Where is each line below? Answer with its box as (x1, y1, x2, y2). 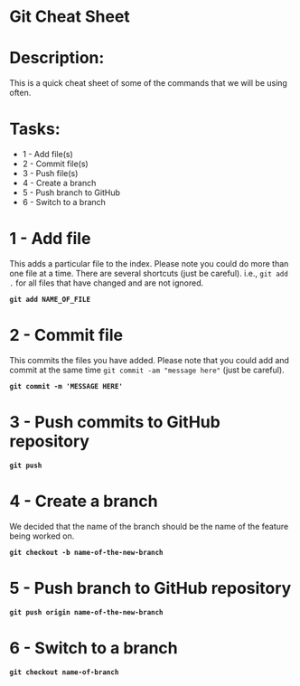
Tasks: (9, 119, 61, 139)
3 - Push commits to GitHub (9, 412, 221, 433)
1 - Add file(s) (22, 149, 74, 160)
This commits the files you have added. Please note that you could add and (9, 354, 289, 365)
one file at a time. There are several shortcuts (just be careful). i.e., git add (9, 268, 289, 278)
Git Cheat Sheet (9, 6, 131, 27)
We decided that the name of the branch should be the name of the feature (9, 521, 289, 531)
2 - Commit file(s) (22, 158, 89, 169)
